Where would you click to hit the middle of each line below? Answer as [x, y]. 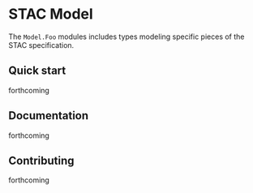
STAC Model [51, 14]
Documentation [49, 116]
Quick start [37, 71]
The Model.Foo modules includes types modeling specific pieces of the [126, 36]
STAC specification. [41, 45]
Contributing [41, 160]
